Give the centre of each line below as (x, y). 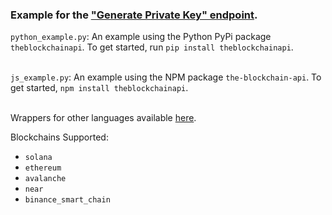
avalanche (45, 179)
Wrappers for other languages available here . (103, 118)
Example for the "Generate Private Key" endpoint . (134, 15)
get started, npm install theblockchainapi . (99, 88)
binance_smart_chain (67, 200)
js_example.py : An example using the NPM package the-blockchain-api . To (166, 77)
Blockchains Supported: (59, 137)
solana (38, 158)
